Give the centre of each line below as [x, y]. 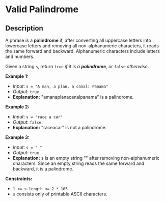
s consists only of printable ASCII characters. [60, 194]
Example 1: [17, 76]
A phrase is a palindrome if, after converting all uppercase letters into [78, 40]
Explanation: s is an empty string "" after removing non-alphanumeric [86, 158]
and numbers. [20, 56]
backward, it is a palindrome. [43, 169]
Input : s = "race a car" [37, 117]
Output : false [27, 122]
